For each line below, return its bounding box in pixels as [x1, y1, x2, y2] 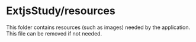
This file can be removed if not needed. [6, 30, 102, 37]
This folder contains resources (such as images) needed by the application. [6, 24, 191, 31]
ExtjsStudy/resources [6, 4, 115, 18]
